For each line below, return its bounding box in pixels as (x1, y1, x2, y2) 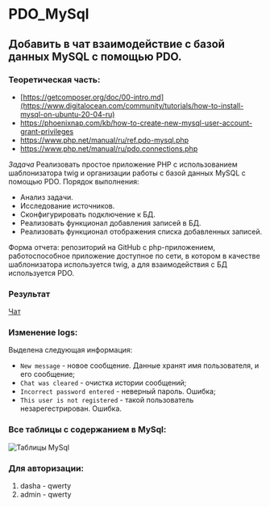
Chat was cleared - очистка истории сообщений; (19, 378, 187, 388)
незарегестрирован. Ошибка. (19, 403, 123, 413)
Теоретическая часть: (8, 74, 101, 85)
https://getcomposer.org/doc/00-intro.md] (23, 92, 164, 102)
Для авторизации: (8, 463, 85, 474)
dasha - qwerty (19, 481, 72, 491)
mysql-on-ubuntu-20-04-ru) (19, 109, 115, 119)
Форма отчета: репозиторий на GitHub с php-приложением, (8, 242, 216, 251)
